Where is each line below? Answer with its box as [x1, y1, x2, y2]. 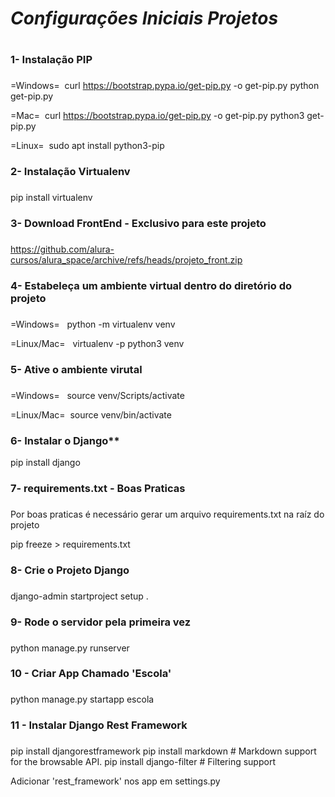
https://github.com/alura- [10, 243, 115, 255]
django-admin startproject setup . [10, 590, 149, 602]
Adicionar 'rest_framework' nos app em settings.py [10, 775, 221, 787]
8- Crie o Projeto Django [10, 563, 130, 577]
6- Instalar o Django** [10, 433, 120, 447]
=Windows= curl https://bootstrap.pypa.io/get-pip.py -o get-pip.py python [10, 80, 320, 92]
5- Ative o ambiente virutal [10, 362, 143, 376]
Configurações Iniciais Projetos [10, 7, 279, 30]
